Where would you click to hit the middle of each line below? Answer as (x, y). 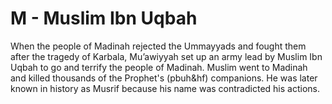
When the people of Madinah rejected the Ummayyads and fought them (158, 46)
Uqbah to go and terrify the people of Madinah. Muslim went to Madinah (159, 67)
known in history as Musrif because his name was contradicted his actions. (165, 88)
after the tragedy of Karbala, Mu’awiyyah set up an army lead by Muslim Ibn (166, 56)
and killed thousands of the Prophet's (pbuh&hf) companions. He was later (164, 78)
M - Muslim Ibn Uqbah (104, 18)
